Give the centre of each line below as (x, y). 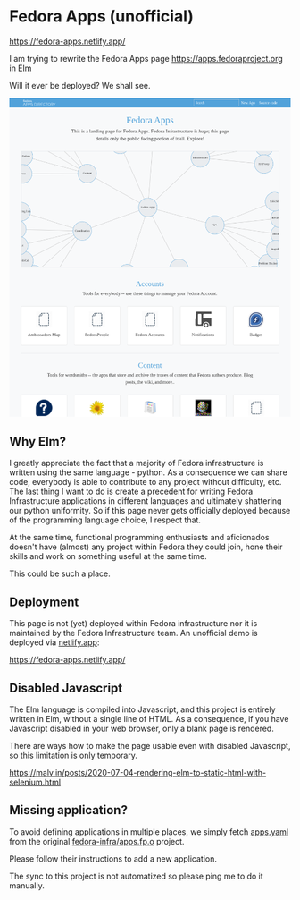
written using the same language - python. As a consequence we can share (148, 472)
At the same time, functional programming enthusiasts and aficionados (139, 538)
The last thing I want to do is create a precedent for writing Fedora (131, 492)
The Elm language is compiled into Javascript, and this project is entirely (142, 709)
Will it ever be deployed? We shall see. (80, 85)
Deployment (44, 602)
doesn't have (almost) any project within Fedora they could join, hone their (146, 547)
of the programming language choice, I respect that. (105, 520)
